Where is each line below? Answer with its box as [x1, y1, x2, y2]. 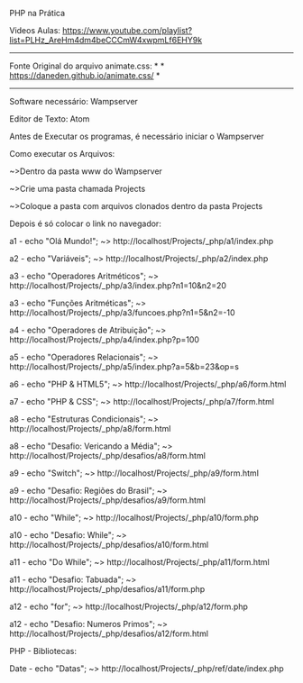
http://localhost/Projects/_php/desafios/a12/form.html [9, 628, 209, 639]
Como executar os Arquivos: [9, 149, 115, 159]
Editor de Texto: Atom [9, 114, 90, 124]
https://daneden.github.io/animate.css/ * [9, 70, 161, 80]
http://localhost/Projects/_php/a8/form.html [9, 423, 171, 433]
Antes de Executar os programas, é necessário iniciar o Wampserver [9, 131, 264, 141]
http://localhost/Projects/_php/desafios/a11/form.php [9, 584, 206, 594]
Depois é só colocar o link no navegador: [9, 218, 162, 229]
